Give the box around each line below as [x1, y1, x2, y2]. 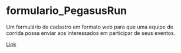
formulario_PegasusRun [6, 4, 127, 17]
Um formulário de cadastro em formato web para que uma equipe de [6, 23, 174, 30]
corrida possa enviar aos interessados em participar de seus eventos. [6, 29, 176, 36]
